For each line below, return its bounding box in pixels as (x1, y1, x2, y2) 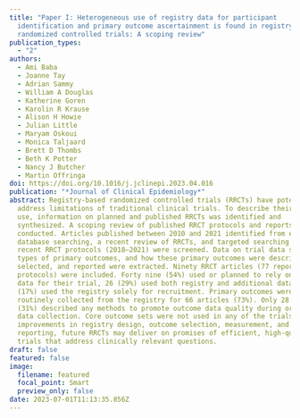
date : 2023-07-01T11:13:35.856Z (9, 395, 129, 405)
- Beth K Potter (17, 154, 78, 163)
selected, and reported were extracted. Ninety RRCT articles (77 (17, 263, 270, 272)
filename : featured (17, 370, 90, 380)
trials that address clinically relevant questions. (17, 337, 218, 346)
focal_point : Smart (17, 379, 90, 388)
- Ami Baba (17, 63, 58, 72)
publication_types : (9, 38, 82, 47)
